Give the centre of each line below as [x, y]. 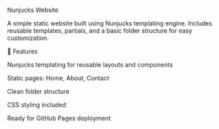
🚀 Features [22, 51]
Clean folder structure [39, 91]
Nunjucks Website [33, 10]
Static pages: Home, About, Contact [58, 78]
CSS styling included [37, 105]
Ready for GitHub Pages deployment [59, 118]
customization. [28, 38]
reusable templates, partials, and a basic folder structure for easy [100, 31]
